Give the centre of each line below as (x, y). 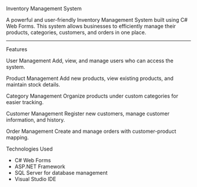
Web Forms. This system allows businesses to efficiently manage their (91, 26)
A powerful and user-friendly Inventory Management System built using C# (97, 20)
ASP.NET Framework (40, 166)
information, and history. (36, 120)
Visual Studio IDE (35, 179)
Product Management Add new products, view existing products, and (90, 78)
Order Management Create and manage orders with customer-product (91, 131)
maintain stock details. (33, 84)
